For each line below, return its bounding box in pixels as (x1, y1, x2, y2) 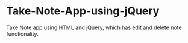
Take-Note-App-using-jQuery (6, 4, 160, 18)
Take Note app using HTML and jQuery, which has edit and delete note (6, 24, 182, 31)
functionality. (6, 30, 39, 37)
